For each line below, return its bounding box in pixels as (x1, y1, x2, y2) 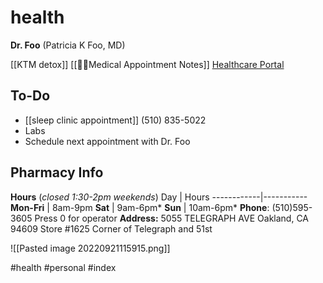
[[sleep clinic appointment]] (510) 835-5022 (24, 114, 207, 126)
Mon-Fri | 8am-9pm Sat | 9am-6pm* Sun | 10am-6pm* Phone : (10, 201, 270, 213)
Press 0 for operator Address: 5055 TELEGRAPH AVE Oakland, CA (34, 212, 310, 224)
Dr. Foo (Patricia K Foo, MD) (10, 39, 126, 51)
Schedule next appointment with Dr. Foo (24, 135, 191, 147)
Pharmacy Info (10, 164, 104, 181)
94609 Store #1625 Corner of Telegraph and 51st (10, 222, 213, 235)
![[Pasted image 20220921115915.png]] (10, 242, 171, 254)
